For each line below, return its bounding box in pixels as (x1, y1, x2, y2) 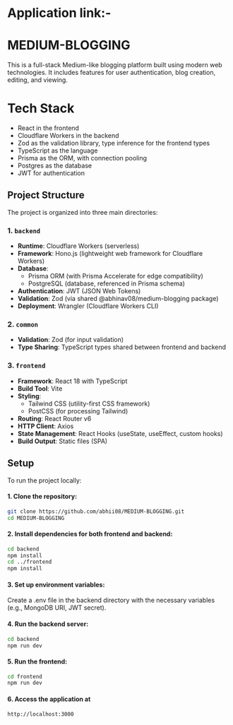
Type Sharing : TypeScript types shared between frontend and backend (17, 343, 227, 351)
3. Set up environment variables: (7, 580, 105, 589)
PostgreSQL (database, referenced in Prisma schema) (28, 279, 186, 288)
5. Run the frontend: (7, 657, 68, 666)
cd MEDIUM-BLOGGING (7, 514, 65, 521)
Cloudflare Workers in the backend (17, 131, 119, 140)
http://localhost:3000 (7, 710, 74, 718)
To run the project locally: (7, 476, 82, 485)
